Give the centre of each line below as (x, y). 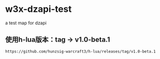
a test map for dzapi (26, 23)
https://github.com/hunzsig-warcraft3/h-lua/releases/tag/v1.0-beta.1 (81, 51)
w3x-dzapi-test (38, 9)
